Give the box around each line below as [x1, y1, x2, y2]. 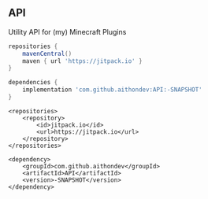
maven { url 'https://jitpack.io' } [22, 57, 143, 65]
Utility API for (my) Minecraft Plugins [8, 27, 127, 36]
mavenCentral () [22, 50, 72, 57]
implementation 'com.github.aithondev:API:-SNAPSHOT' [22, 86, 202, 94]
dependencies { [8, 79, 58, 87]
